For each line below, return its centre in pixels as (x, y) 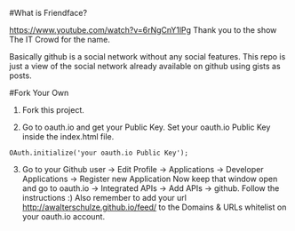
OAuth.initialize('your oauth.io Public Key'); (99, 153)
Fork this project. (53, 110)
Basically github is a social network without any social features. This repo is (147, 56)
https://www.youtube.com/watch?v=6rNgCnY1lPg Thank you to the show (143, 30)
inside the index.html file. (68, 136)
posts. (21, 76)
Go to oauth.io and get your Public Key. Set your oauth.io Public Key (146, 127)
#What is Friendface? (48, 13)
